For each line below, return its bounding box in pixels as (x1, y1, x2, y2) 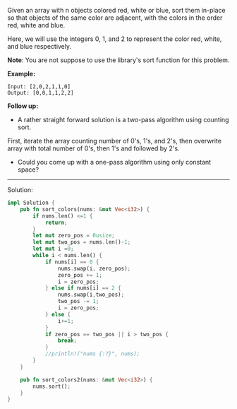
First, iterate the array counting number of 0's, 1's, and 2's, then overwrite (7, 137, 222, 145)
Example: (7, 70, 36, 78)
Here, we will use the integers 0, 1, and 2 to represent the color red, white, (7, 35, 222, 43)
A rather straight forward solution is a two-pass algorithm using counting (17, 116, 229, 124)
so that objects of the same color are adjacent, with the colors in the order (7, 13, 223, 22)
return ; (44, 219, 68, 226)
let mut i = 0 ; (32, 245, 74, 253)
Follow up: (7, 102, 39, 110)
